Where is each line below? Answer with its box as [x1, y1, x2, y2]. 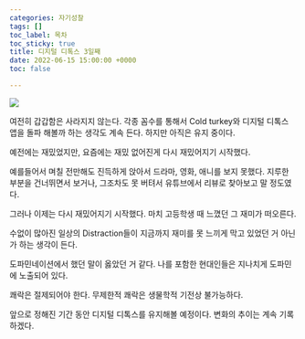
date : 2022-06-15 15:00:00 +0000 [9, 56, 137, 65]
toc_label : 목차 [9, 30, 68, 39]
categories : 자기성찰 [9, 13, 84, 23]
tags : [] [9, 22, 43, 31]
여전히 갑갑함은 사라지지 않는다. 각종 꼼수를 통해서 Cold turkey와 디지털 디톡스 [9, 115, 289, 126]
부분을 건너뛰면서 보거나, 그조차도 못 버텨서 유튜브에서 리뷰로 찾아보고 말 [9, 177, 268, 188]
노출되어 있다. [18, 270, 68, 281]
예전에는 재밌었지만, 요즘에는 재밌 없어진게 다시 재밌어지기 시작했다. [9, 146, 251, 157]
